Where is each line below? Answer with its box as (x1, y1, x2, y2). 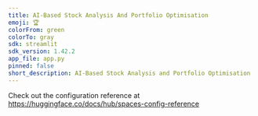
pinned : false (8, 62, 55, 70)
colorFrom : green (8, 26, 65, 33)
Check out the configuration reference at (8, 90, 140, 100)
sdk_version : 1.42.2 (8, 47, 76, 55)
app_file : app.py (8, 55, 65, 63)
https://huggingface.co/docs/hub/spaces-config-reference (8, 99, 200, 108)
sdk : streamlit (8, 40, 58, 48)
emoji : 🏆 (8, 19, 40, 26)
